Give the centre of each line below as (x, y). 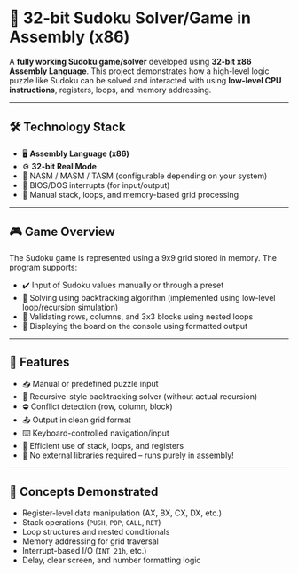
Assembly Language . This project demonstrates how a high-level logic (139, 71)
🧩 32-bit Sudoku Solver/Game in (130, 18)
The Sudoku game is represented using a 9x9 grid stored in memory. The (143, 257)
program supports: (43, 267)
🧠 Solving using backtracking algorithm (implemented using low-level (149, 297)
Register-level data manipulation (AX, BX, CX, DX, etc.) (122, 513)
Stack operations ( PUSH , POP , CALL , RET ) (91, 523)
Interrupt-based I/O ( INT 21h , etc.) (84, 551)
